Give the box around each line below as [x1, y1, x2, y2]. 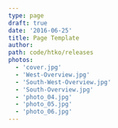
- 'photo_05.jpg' [15, 100, 73, 108]
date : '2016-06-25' [8, 26, 73, 34]
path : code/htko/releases [8, 48, 93, 56]
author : [8, 41, 34, 49]
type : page [8, 11, 44, 20]
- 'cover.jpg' [15, 64, 62, 72]
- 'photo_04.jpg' [15, 93, 73, 101]
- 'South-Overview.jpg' [15, 85, 93, 94]
